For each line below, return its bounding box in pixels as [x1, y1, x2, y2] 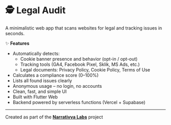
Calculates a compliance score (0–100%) [12, 72, 99, 78]
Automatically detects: [12, 50, 60, 57]
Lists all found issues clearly [12, 78, 72, 84]
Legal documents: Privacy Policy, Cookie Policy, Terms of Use [20, 66, 150, 72]
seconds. [5, 30, 25, 36]
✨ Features [5, 40, 30, 46]
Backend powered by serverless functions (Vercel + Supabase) [12, 99, 146, 105]
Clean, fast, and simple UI [12, 88, 67, 94]
